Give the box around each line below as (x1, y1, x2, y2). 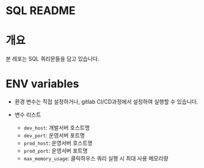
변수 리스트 (14, 111, 42, 118)
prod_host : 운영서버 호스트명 (23, 139, 93, 147)
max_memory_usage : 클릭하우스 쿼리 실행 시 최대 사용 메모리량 (23, 155, 169, 162)
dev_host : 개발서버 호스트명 (23, 124, 90, 132)
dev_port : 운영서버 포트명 (23, 132, 85, 139)
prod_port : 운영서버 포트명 (23, 147, 88, 155)
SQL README (5, 4, 76, 18)
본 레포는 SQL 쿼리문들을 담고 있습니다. (5, 55, 100, 63)
